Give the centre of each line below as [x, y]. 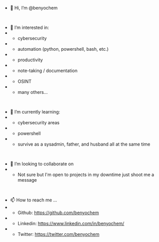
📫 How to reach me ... [33, 200]
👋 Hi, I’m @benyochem [34, 8]
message [27, 180]
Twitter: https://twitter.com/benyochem [58, 234]
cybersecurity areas [38, 123]
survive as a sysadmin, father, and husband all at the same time [84, 144]
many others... [33, 92]
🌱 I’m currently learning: [35, 112]
